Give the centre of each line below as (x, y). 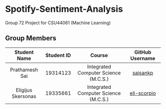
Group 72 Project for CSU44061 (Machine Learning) (58, 23)
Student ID (58, 55)
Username (143, 58)
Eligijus (24, 90)
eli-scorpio (143, 93)
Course (99, 55)
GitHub (143, 52)
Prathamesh (24, 70)
